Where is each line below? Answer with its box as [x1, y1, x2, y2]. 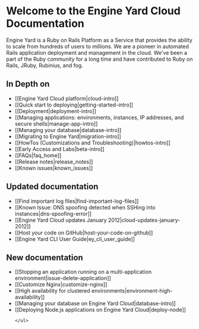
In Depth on [6, 79, 50, 89]
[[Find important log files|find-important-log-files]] [14, 198, 139, 205]
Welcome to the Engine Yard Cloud [6, 4, 181, 18]
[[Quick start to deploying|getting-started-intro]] [14, 101, 134, 108]
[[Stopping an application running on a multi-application [14, 268, 152, 275]
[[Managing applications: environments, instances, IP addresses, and [14, 114, 184, 121]
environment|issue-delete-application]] [14, 275, 111, 282]
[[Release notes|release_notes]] [14, 158, 93, 165]
